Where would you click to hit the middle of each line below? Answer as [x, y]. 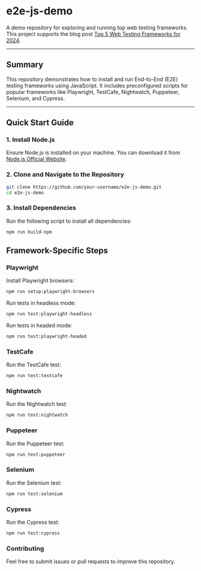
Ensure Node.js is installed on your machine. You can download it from [93, 153]
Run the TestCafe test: [34, 365]
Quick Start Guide [40, 123]
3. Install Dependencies [41, 208]
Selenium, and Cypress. [36, 98]
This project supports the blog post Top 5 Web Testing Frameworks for [94, 34]
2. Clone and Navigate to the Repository [65, 175]
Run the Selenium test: [34, 482]
